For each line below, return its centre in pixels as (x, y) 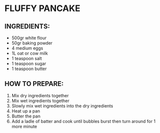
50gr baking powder (32, 43)
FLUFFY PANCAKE (43, 8)
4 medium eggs (27, 48)
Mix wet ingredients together (40, 101)
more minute (24, 126)
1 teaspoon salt (27, 58)
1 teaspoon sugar (29, 64)
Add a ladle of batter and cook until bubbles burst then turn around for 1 (84, 121)
